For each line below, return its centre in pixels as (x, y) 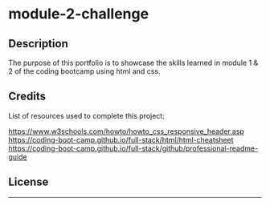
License (29, 182)
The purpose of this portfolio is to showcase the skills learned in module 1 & (133, 63)
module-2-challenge (79, 14)
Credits (27, 97)
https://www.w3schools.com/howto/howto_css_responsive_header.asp (127, 131)
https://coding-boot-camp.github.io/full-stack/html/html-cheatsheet (121, 139)
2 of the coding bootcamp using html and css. (84, 71)
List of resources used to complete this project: (86, 115)
